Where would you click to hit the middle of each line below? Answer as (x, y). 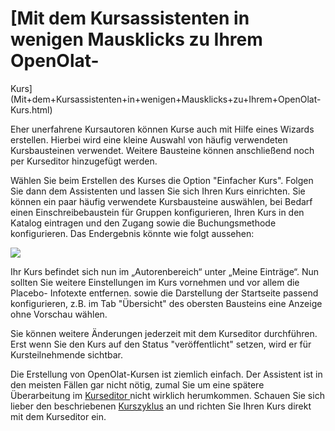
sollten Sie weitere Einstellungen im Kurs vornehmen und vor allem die (155, 282)
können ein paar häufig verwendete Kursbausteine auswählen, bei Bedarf (161, 201)
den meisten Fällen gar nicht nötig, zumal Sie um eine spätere (137, 384)
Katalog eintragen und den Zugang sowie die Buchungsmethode (143, 223)
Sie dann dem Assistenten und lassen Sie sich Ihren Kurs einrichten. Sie (158, 191)
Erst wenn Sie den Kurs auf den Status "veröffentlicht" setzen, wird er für (161, 344)
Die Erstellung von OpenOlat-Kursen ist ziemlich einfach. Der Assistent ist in (166, 374)
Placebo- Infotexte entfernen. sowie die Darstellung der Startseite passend (164, 293)
